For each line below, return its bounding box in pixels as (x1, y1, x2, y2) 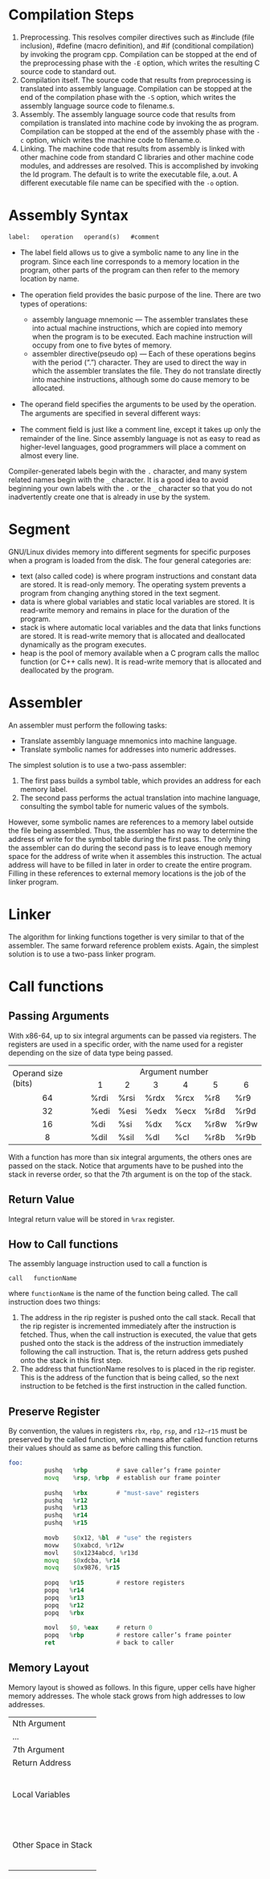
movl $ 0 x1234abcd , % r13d (43, 1548, 138, 1557)
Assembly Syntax (8, 206, 129, 225)
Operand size (12, 1067, 63, 1078)
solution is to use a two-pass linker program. (8, 949, 157, 959)
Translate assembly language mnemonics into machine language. (19, 735, 237, 745)
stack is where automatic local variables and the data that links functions (19, 623, 261, 632)
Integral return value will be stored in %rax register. (8, 1214, 175, 1223)
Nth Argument (12, 1718, 66, 1729)
